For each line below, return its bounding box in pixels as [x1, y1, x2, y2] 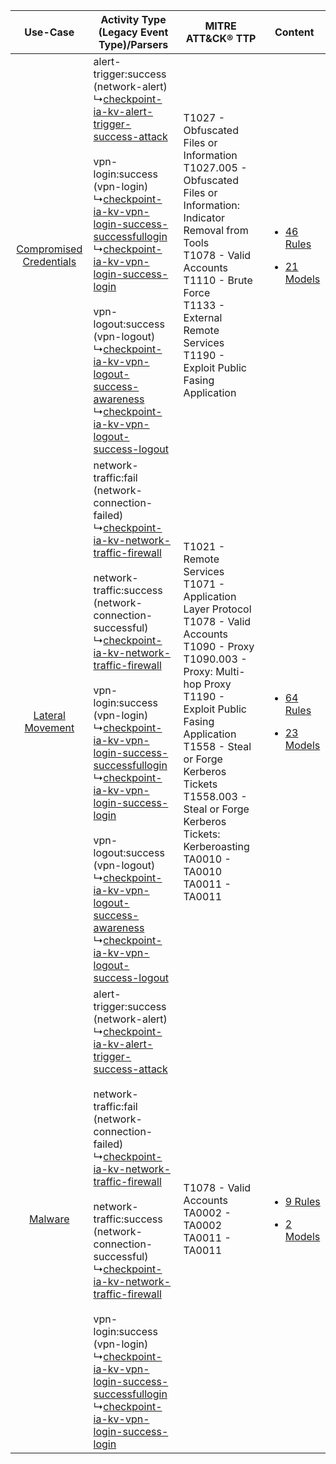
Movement [24, 721, 75, 734]
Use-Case [24, 25, 75, 39]
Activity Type [100, 13, 167, 26]
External [183, 311, 223, 324]
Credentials [22, 255, 77, 268]
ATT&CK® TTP [185, 32, 257, 45]
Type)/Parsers [98, 38, 169, 51]
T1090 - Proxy [183, 640, 255, 653]
